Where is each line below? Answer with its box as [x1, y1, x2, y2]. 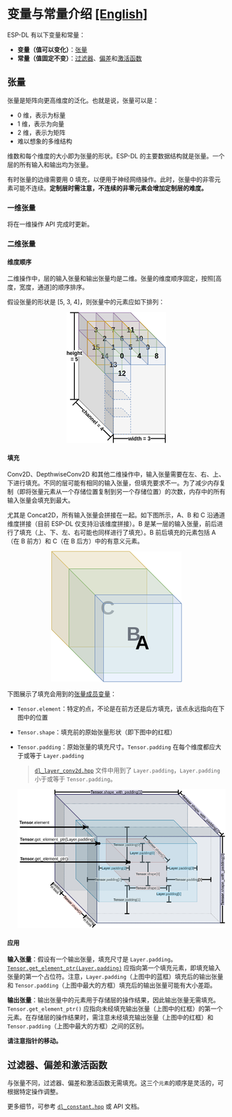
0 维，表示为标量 [17, 110, 66, 119]
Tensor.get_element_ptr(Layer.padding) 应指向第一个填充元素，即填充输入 [7, 963, 221, 973]
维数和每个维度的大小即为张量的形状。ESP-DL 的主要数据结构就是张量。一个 [7, 151, 225, 160]
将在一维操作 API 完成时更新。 [7, 220, 93, 229]
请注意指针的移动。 [7, 1036, 62, 1045]
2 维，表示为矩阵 [17, 128, 66, 136]
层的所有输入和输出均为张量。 [7, 160, 92, 169]
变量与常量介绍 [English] [7, 6, 148, 22]
